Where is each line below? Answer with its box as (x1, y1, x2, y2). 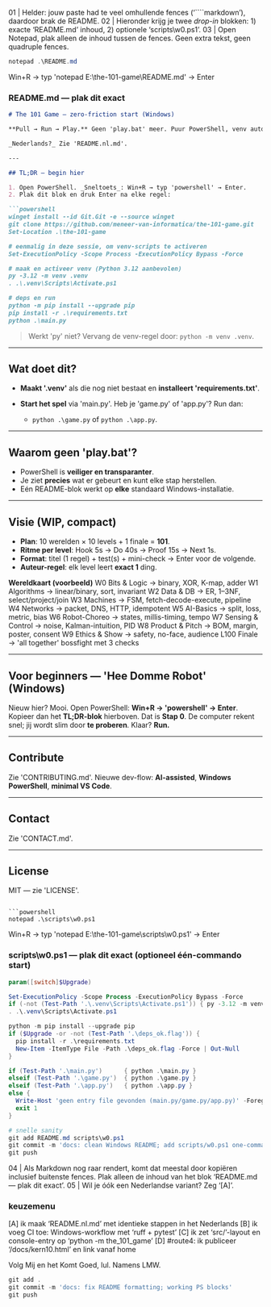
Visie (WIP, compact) (8, 515, 117, 528)
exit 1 (15, 1104, 38, 1113)
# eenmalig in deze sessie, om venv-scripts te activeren (8, 242, 207, 250)
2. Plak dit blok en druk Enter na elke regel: (8, 190, 172, 199)
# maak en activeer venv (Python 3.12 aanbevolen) (8, 265, 182, 273)
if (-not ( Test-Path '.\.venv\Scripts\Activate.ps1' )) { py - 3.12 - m (8, 1000, 248, 1008)
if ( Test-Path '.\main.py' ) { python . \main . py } (8, 1067, 197, 1075)
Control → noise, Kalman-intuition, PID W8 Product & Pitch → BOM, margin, (8, 621, 259, 631)
